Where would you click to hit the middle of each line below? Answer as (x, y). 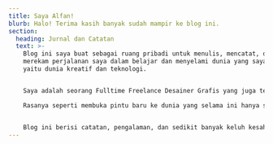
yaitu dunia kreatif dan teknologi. (85, 69)
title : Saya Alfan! (41, 16)
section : (23, 31)
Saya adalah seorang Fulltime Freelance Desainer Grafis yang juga (139, 90)
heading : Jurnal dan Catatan (65, 39)
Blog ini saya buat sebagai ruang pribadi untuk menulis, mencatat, (141, 54)
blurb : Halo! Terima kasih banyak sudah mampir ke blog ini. (114, 24)
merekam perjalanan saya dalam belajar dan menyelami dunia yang (136, 62)
